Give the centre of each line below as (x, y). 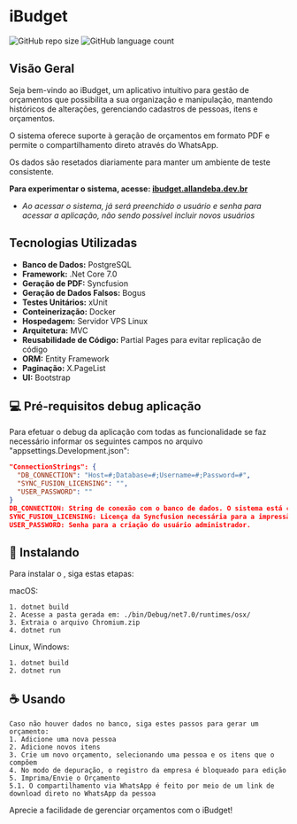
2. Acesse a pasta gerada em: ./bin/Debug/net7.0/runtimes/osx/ (130, 615)
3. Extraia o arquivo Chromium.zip (75, 623)
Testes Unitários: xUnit (65, 302)
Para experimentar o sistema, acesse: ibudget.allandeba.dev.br (129, 189)
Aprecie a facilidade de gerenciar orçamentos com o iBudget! (121, 810)
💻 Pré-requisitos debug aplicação (105, 406)
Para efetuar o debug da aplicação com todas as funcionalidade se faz (138, 432)
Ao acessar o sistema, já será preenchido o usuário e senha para (142, 206)
